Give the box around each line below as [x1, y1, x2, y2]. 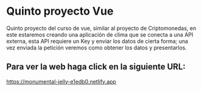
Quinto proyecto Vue [6, 4, 114, 18]
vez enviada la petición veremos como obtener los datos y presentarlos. [6, 44, 187, 51]
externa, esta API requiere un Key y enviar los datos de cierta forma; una [6, 37, 189, 45]
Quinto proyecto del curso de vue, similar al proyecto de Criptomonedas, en [6, 24, 197, 32]
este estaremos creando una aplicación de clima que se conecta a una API [6, 31, 193, 38]
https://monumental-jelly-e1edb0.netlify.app [6, 78, 117, 85]
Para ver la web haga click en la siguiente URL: [6, 62, 186, 72]
